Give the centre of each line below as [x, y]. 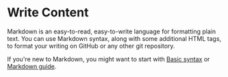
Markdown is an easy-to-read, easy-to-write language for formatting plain [112, 31]
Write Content [48, 13]
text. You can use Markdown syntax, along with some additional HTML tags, [114, 38]
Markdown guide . [32, 66]
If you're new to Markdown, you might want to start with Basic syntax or [109, 59]
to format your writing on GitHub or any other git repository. [91, 46]
